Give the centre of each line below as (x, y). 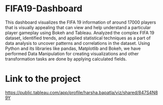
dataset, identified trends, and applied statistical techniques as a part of (78, 38)
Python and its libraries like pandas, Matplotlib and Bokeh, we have (73, 48)
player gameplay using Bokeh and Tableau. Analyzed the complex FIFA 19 (80, 33)
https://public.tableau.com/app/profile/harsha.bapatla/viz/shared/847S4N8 (81, 92)
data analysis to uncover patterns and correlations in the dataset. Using (78, 43)
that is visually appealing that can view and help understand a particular (78, 27)
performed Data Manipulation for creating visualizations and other (72, 53)
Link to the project (43, 79)
